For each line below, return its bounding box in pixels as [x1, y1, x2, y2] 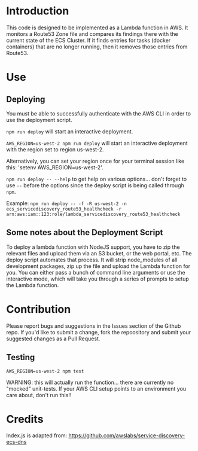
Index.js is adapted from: [6, 432, 68, 439]
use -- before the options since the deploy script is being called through [6, 181, 184, 189]
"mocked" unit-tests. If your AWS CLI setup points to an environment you [6, 385, 187, 392]
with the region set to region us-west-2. [6, 145, 104, 153]
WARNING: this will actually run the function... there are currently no [6, 379, 174, 386]
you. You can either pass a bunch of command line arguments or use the [6, 269, 185, 276]
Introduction [6, 4, 69, 18]
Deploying [6, 94, 45, 104]
